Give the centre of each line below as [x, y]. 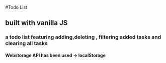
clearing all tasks [26, 43]
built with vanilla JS [36, 23]
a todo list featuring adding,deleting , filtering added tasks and [83, 37]
